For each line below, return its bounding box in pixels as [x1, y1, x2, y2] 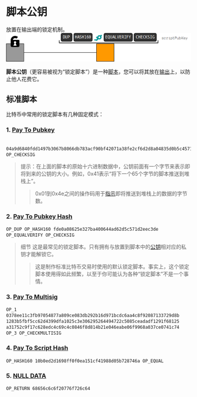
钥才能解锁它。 [20, 251, 57, 258]
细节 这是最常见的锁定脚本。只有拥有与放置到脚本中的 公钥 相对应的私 [20, 243, 186, 250]
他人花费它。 [11, 75, 42, 82]
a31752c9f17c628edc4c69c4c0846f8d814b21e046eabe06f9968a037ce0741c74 [6, 324, 180, 331]
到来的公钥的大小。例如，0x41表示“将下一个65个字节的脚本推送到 [25, 170, 185, 177]
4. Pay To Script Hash [6, 344, 69, 352]
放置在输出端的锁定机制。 [6, 26, 68, 33]
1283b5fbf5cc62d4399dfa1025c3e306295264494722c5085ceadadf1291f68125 [6, 318, 180, 325]
